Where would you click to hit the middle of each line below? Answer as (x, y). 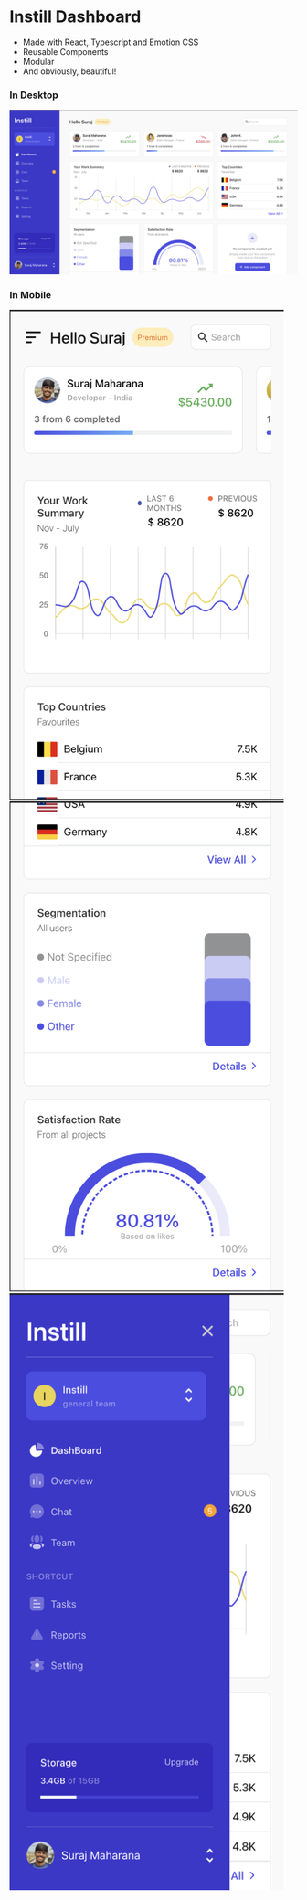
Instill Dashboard (75, 17)
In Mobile (31, 294)
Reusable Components (65, 51)
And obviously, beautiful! (69, 71)
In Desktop (34, 95)
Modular (38, 61)
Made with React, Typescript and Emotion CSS (111, 42)
